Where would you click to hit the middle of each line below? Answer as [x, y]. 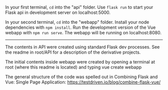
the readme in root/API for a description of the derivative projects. [73, 52]
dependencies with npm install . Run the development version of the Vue [80, 27]
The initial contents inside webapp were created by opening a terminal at [80, 62]
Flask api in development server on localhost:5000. [58, 12]
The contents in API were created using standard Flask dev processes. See [82, 47]
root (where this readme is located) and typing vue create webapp [73, 67]
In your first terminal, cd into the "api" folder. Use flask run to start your [79, 7]
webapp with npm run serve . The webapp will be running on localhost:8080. [83, 33]
